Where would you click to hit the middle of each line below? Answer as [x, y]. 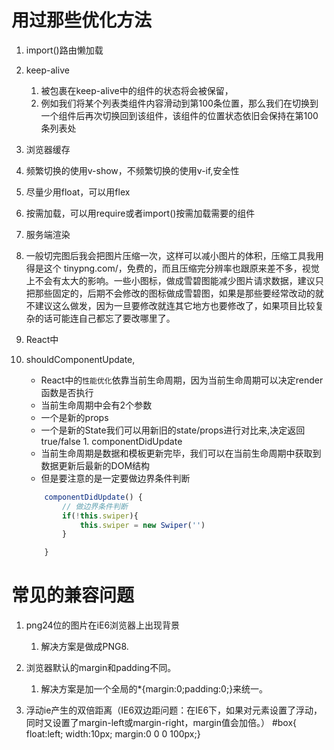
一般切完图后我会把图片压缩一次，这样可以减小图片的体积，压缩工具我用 [174, 255]
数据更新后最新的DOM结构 [95, 465]
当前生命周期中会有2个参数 [96, 405]
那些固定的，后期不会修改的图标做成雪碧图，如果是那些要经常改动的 [175, 293]
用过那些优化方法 [82, 20]
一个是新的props [74, 417]
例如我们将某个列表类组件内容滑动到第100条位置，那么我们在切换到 [179, 103]
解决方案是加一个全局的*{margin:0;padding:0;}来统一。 [154, 689]
